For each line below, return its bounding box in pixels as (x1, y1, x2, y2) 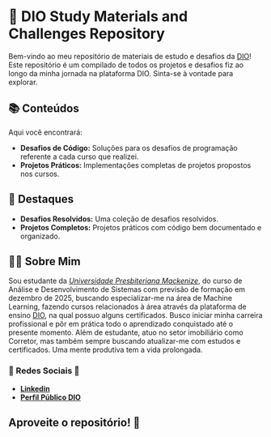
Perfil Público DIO (19, 392, 81, 402)
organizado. (19, 231, 61, 241)
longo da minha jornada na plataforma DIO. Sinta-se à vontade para (8, 68, 234, 78)
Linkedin (19, 383, 50, 393)
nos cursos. (19, 169, 60, 178)
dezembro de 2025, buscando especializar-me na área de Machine (8, 293, 233, 303)
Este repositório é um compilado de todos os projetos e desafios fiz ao (8, 60, 244, 70)
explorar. (8, 77, 38, 87)
